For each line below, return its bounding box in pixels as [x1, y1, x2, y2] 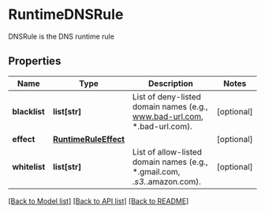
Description [148, 77, 193, 88]
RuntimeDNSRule [8, 6, 124, 24]
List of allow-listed [132, 146, 203, 157]
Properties [8, 54, 62, 68]
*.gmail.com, [132, 166, 181, 177]
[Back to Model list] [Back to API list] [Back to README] [8, 196, 189, 206]
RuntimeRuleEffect [52, 133, 125, 144]
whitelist [12, 161, 46, 172]
